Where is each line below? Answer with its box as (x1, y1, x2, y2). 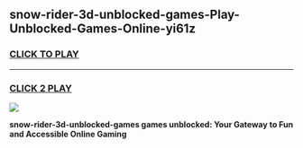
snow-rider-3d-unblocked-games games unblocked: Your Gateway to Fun (9, 118, 294, 129)
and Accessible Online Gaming (9, 128, 127, 139)
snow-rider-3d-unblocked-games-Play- (9, 7, 241, 22)
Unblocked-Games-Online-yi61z (9, 22, 197, 37)
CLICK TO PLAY (9, 48, 79, 61)
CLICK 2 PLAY (9, 82, 72, 94)
